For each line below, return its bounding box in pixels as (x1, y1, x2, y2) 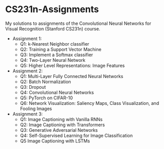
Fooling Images (20, 105, 52, 111)
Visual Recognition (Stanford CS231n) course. (5, 25, 100, 31)
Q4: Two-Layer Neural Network (20, 57, 86, 63)
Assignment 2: (12, 67, 43, 74)
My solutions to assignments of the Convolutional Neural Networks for (5, 20, 151, 26)
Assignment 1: (12, 35, 42, 42)
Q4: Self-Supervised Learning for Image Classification (20, 132, 133, 138)
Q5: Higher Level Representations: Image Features (20, 62, 125, 68)
